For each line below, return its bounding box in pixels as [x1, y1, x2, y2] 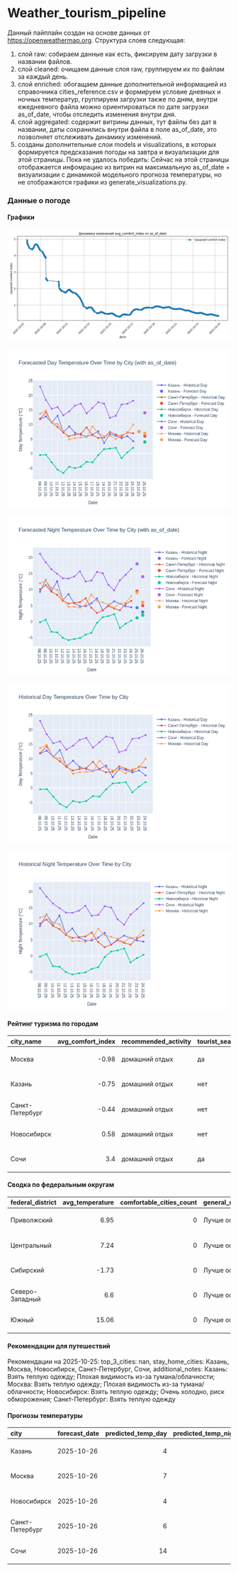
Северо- [10, 1287, 38, 1295]
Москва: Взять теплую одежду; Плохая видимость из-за [7, 1380, 179, 1388]
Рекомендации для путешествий [7, 1341, 111, 1350]
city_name [10, 1037, 42, 1046]
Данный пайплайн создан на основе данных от [7, 28, 151, 37]
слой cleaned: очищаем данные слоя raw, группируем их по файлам [17, 65, 225, 73]
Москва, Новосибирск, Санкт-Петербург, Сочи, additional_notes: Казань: [7, 1365, 228, 1373]
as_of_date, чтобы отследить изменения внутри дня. [17, 110, 176, 118]
